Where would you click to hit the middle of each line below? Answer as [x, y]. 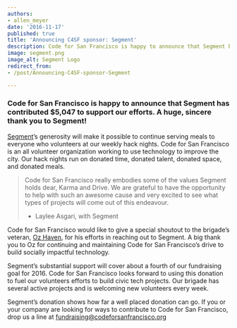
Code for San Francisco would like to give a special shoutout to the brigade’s [119, 229]
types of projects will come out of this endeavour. [97, 202]
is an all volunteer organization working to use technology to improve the [113, 151]
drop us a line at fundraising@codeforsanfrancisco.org [87, 317]
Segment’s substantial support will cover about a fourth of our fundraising [115, 265]
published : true [31, 33]
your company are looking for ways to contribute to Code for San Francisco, [118, 309]
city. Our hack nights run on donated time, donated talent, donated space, [115, 158]
